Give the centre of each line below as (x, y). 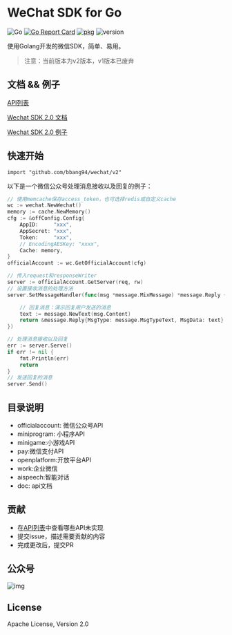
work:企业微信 (37, 468)
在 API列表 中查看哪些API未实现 (60, 527)
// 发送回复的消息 (30, 378)
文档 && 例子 (34, 85)
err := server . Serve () (40, 346)
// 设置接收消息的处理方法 (40, 288)
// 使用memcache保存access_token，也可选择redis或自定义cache (91, 199)
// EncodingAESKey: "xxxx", (60, 244)
